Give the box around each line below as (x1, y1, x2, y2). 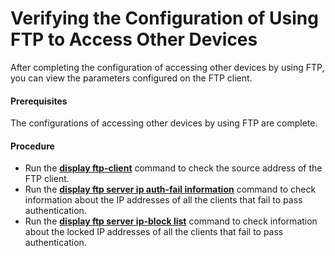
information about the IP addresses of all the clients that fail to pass (24, 194, 303, 206)
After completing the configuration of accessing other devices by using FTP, (10, 61, 325, 73)
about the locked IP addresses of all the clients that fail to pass (24, 226, 284, 238)
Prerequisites (10, 95, 68, 107)
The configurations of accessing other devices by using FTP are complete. (10, 117, 318, 129)
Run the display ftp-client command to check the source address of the (24, 162, 323, 174)
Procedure (10, 140, 55, 152)
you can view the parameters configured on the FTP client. (10, 72, 253, 84)
